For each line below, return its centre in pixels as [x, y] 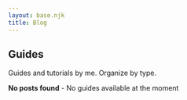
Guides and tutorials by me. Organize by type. [82, 73]
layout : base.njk [37, 15]
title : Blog [27, 23]
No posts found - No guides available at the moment [93, 88]
